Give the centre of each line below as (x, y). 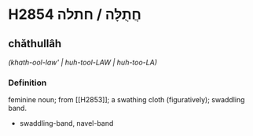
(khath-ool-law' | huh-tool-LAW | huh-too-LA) (82, 62)
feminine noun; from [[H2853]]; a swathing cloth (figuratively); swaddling (126, 100)
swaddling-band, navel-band (66, 123)
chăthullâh (35, 44)
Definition (27, 83)
